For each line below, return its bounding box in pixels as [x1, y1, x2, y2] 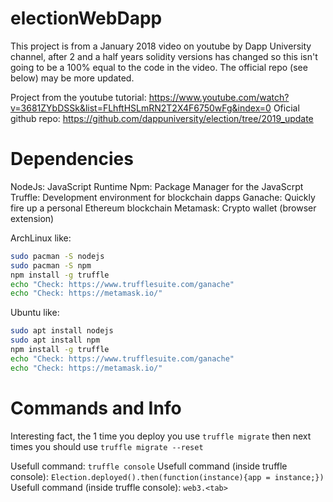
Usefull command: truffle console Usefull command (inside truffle [10, 460, 288, 472]
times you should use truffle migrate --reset [10, 440, 204, 452]
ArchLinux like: [10, 232, 72, 244]
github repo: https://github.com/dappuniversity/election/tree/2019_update [10, 112, 314, 124]
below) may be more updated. [10, 72, 135, 84]
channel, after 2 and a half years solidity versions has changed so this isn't [10, 50, 318, 62]
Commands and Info [10, 397, 182, 419]
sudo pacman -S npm [10, 260, 92, 271]
